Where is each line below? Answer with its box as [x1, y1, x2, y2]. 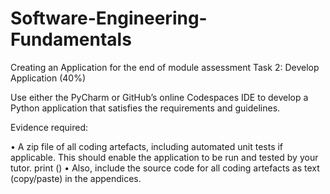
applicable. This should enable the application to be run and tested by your [10, 151, 319, 163]
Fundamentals [10, 28, 132, 51]
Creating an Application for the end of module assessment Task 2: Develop [10, 61, 320, 73]
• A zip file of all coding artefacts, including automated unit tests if [10, 140, 284, 152]
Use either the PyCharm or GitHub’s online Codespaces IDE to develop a [10, 91, 309, 103]
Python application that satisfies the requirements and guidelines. [10, 102, 281, 114]
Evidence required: [10, 121, 89, 133]
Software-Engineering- [10, 7, 208, 30]
